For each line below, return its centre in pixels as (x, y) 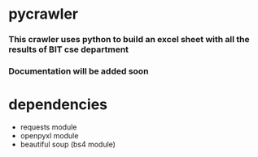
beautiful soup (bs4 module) (68, 144)
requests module (48, 127)
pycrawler (44, 14)
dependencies (58, 105)
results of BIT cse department (68, 49)
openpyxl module (49, 135)
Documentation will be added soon (79, 71)
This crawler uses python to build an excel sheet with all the (129, 40)
